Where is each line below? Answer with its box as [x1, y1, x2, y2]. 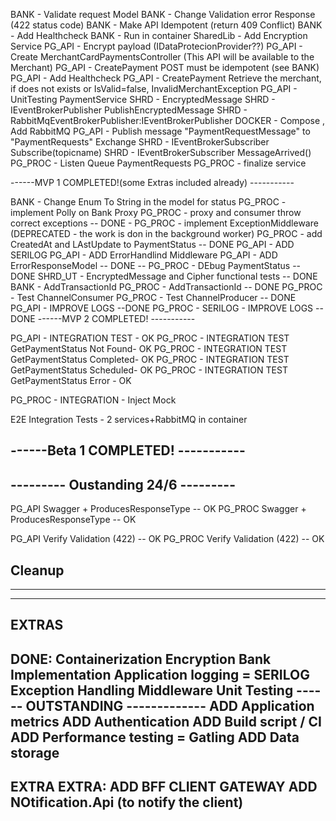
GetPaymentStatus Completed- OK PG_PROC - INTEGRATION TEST [10, 354, 290, 365]
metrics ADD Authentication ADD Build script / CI [10, 713, 322, 730]
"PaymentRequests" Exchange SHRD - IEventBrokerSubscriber [10, 136, 270, 148]
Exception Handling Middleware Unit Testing [10, 682, 294, 699]
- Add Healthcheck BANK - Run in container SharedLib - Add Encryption [10, 30, 308, 41]
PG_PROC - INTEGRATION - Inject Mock [10, 394, 177, 406]
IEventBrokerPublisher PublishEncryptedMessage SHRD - [10, 104, 248, 116]
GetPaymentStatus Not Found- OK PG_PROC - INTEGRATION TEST [10, 343, 288, 354]
